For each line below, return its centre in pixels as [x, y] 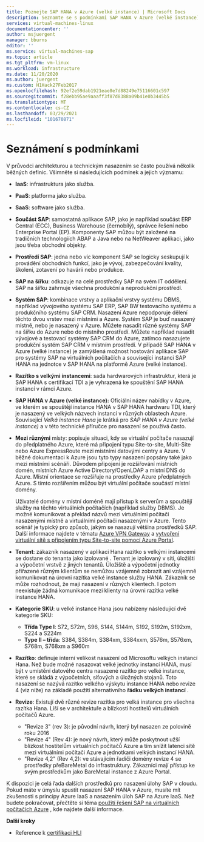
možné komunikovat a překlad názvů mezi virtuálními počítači [92, 514]
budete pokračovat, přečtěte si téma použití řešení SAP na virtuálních [93, 803]
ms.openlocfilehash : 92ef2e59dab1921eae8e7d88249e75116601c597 [88, 91]
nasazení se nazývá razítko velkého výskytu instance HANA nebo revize [105, 684]
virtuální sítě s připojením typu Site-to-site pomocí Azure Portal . [95, 540]
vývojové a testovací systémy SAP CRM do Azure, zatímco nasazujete [102, 338]
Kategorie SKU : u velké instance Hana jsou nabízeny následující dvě [100, 609]
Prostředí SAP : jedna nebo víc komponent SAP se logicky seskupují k [102, 257]
